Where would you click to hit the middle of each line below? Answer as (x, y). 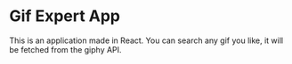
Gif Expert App (65, 16)
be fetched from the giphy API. (65, 49)
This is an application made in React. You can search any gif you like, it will (146, 40)
